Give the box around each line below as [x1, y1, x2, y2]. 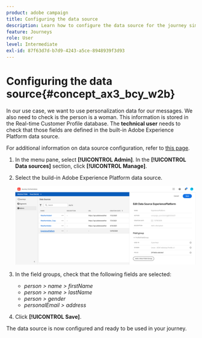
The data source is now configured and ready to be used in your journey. [6, 325, 187, 332]
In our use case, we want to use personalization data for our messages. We [6, 107, 193, 114]
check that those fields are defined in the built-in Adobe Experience [6, 126, 174, 134]
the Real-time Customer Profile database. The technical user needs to [6, 120, 181, 127]
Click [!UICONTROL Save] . [14, 313, 82, 320]
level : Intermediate [6, 41, 58, 48]
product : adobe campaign [6, 10, 69, 16]
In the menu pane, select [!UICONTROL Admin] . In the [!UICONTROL [14, 156, 186, 163]
